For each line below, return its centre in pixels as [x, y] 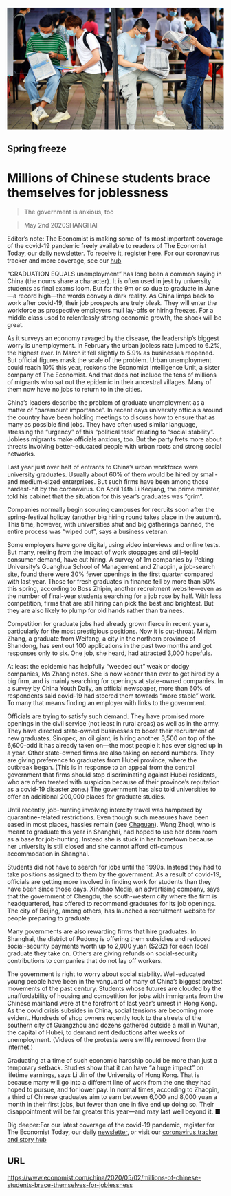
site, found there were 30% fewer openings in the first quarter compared [110, 574]
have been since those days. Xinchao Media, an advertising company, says [113, 889]
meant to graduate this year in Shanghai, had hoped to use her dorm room [112, 832]
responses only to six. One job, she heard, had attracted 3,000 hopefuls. [110, 653]
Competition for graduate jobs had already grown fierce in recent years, [109, 623]
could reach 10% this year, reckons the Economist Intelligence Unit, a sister [113, 367]
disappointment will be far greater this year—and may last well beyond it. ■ [114, 1111]
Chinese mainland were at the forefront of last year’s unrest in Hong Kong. [112, 1003]
